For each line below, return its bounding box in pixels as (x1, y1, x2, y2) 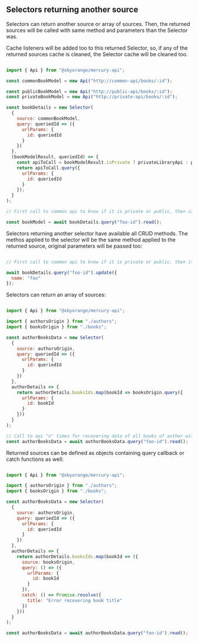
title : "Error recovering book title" (27, 597, 123, 604)
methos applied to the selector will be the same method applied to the (6, 236, 176, 243)
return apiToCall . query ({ (16, 165, 81, 171)
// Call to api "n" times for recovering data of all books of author (6, 433, 183, 439)
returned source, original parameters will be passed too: (6, 242, 143, 250)
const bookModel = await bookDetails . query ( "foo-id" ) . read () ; (6, 219, 162, 225)
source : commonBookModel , (16, 116, 81, 122)
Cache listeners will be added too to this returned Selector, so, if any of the (6, 44, 188, 51)
